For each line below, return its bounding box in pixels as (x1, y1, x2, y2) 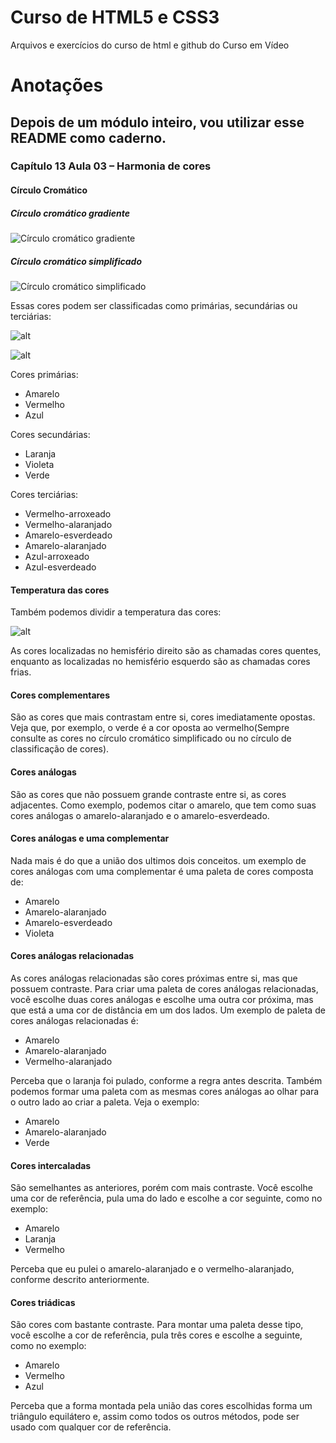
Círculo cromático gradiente (10, 207, 130, 219)
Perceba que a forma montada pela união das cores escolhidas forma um (10, 1400, 313, 1412)
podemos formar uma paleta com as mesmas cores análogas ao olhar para (10, 1085, 320, 1097)
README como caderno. (10, 129, 167, 146)
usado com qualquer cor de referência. (10, 1421, 172, 1433)
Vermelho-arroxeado (24, 507, 112, 520)
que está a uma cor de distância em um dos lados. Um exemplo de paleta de (10, 1004, 326, 1016)
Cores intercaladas (10, 1159, 92, 1171)
